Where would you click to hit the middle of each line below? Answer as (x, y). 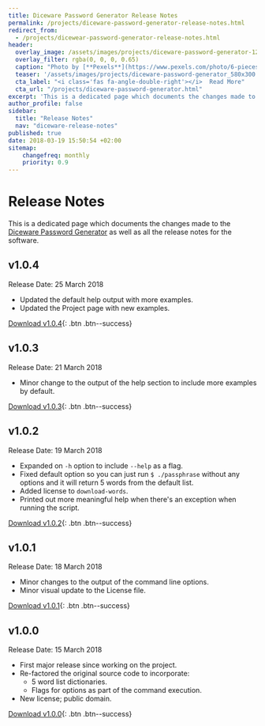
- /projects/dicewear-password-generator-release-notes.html (118, 38)
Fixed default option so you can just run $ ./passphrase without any (130, 474)
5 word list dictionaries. (69, 682)
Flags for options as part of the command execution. (117, 690)
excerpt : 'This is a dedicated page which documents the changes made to (132, 96)
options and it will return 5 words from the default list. (106, 482)
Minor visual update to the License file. (82, 591)
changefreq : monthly (56, 155)
